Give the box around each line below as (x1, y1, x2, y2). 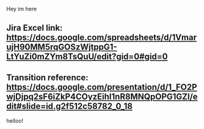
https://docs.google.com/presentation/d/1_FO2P (6, 82, 197, 92)
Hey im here (6, 6, 37, 12)
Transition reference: (6, 72, 89, 83)
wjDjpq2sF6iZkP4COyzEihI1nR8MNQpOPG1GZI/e (6, 91, 198, 101)
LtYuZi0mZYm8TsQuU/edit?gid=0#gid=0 (6, 51, 168, 62)
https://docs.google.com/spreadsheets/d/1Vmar (6, 32, 197, 43)
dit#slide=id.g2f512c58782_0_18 (6, 101, 133, 111)
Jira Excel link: (6, 23, 63, 33)
